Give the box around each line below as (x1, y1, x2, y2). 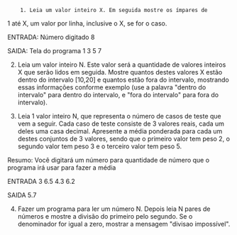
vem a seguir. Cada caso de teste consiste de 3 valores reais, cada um (17, 119, 225, 128)
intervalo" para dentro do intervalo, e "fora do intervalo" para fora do (17, 91, 219, 99)
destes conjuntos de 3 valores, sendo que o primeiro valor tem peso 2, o (17, 135, 231, 143)
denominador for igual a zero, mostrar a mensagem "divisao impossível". (17, 220, 231, 228)
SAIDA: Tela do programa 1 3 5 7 (7, 47, 102, 55)
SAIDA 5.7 (7, 191, 37, 199)
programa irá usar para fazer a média (7, 163, 116, 172)
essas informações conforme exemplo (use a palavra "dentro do (17, 83, 206, 92)
